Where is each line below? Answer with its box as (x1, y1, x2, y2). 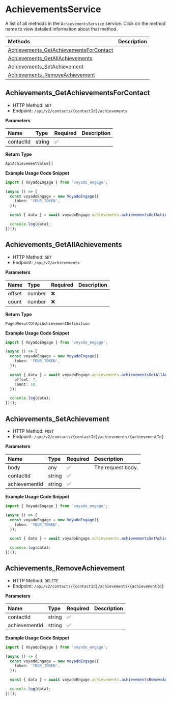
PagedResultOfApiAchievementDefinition (5, 321, 90, 326)
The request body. (94, 464, 138, 471)
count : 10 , (14, 382, 38, 387)
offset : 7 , (14, 377, 38, 382)
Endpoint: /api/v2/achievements (12, 259, 80, 265)
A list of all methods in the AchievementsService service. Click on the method (5, 20, 166, 26)
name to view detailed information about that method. (5, 25, 118, 32)
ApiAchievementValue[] (5, 161, 53, 166)
